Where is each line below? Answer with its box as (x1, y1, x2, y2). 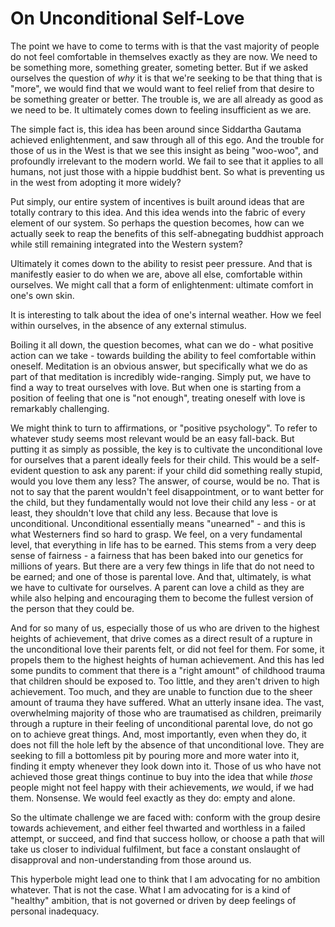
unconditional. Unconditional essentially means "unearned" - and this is (10, 517, 306, 529)
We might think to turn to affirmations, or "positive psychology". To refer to (10, 422, 318, 434)
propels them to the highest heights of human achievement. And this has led (10, 653, 325, 666)
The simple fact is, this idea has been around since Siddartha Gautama (10, 123, 302, 135)
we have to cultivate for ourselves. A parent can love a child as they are (10, 581, 305, 593)
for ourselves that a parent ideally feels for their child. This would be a (10, 453, 299, 466)
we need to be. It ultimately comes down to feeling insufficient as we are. (10, 103, 312, 116)
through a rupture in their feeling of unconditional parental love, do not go (10, 717, 313, 729)
